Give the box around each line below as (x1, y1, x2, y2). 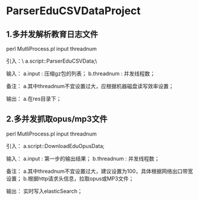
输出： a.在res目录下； (6, 95, 62, 102)
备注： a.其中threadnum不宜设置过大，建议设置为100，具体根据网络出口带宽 (6, 167, 193, 175)
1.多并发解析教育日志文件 (6, 29, 99, 39)
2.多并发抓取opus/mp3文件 (6, 114, 108, 124)
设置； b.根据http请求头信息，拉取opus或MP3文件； (6, 175, 134, 182)
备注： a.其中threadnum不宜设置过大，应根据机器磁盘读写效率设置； (6, 83, 174, 89)
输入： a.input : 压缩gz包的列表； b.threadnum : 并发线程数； (6, 70, 156, 77)
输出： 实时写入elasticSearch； (6, 188, 83, 195)
